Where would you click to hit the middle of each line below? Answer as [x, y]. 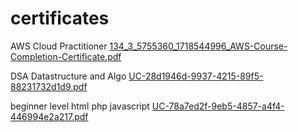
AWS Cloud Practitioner [59, 46]
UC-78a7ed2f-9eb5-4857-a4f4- [218, 106]
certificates [60, 18]
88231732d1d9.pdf [49, 86]
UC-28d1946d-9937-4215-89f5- [196, 76]
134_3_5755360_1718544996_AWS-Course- [198, 46]
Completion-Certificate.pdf [66, 56]
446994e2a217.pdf [49, 116]
